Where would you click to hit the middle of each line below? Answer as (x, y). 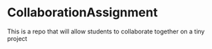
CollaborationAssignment (83, 13)
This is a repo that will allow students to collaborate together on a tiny (106, 31)
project (17, 38)
